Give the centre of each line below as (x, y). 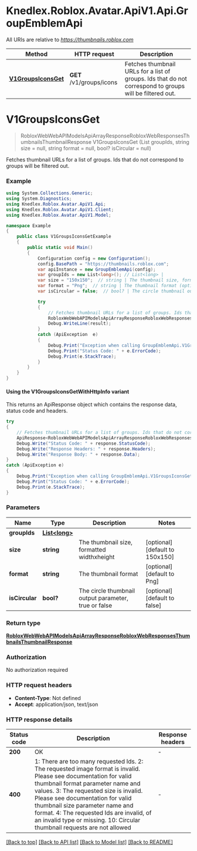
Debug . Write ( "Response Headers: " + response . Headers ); (86, 449)
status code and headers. (37, 411)
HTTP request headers (39, 685)
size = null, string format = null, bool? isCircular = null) (86, 148)
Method (37, 54)
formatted (92, 549)
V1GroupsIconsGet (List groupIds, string (141, 142)
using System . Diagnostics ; (39, 199)
